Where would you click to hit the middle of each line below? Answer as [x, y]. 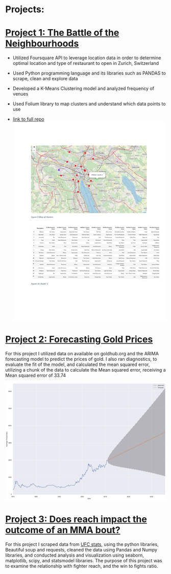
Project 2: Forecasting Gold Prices [79, 339]
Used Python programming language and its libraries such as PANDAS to [89, 73]
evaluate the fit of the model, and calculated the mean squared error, [78, 364]
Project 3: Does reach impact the [76, 519]
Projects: [25, 9]
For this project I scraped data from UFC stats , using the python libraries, [82, 544]
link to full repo [28, 119]
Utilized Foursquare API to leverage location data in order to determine [87, 58]
